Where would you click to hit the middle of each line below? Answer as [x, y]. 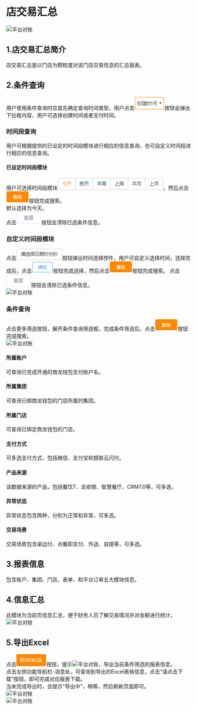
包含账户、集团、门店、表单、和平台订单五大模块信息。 [73, 579]
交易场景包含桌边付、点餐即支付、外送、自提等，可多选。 [75, 544]
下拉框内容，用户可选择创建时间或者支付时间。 [62, 115]
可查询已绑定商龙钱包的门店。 [42, 430]
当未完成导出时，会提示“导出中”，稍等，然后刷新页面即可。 [78, 686]
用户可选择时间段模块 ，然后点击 [97, 188]
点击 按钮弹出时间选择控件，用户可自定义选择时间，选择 [96, 258]
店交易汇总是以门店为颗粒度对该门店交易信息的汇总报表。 [75, 65]
